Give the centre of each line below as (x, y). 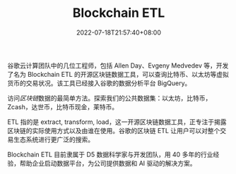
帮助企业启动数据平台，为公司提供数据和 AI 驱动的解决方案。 (108, 163)
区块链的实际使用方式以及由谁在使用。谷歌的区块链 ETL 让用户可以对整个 (114, 130)
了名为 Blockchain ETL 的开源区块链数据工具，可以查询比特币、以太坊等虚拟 (118, 74)
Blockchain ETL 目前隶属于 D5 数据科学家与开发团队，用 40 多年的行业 (110, 154)
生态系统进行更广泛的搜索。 (53, 139)
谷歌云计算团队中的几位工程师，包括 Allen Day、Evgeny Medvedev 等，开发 (118, 66)
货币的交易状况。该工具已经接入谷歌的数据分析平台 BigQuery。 (99, 83)
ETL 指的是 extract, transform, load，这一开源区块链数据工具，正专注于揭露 (117, 122)
